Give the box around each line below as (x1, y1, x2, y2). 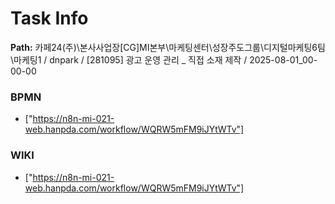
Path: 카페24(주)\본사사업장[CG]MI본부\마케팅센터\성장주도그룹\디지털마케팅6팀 (10, 41, 326, 53)
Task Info (10, 7, 89, 30)
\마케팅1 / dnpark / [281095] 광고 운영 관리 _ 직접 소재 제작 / (10, 53, 248, 66)
